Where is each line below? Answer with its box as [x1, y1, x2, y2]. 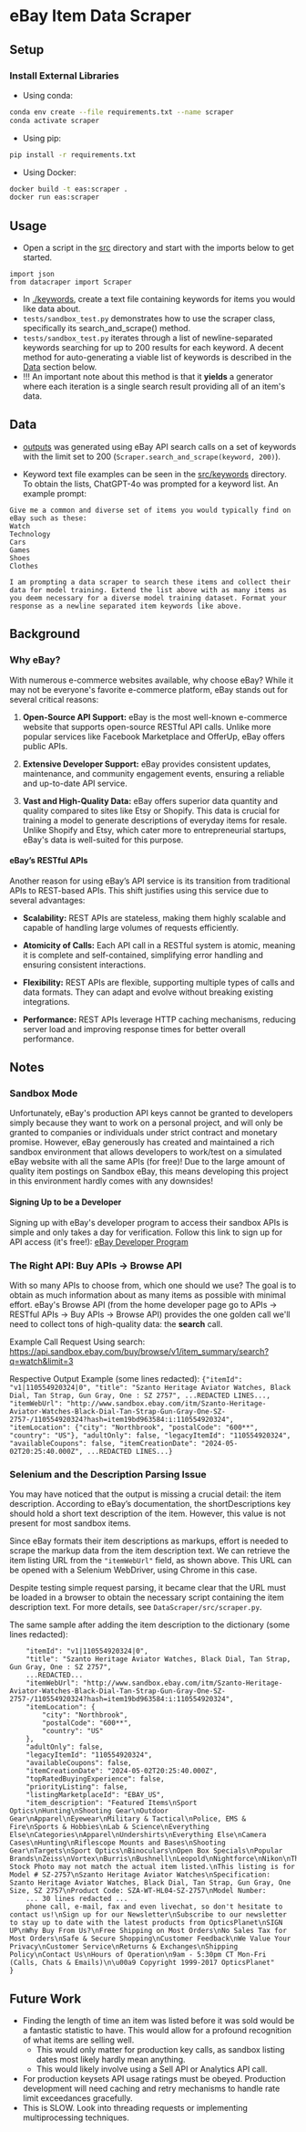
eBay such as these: [9, 513, 88, 523]
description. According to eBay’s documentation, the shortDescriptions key [9, 1499, 291, 1510]
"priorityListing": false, [25, 1782, 128, 1792]
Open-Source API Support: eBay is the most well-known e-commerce [22, 711, 288, 722]
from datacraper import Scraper [9, 277, 132, 287]
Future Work [9, 1991, 82, 2006]
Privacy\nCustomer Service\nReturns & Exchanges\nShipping [9, 1942, 239, 1951]
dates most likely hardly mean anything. [36, 2054, 186, 2065]
